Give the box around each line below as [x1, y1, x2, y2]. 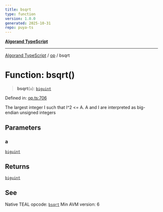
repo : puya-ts [5, 25, 34, 30]
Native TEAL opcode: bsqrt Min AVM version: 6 [5, 201, 100, 207]
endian [5, 110, 19, 116]
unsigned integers [19, 110, 56, 116]
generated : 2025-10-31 [5, 20, 51, 26]
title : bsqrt [5, 7, 32, 12]
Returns [5, 162, 30, 171]
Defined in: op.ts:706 [5, 95, 47, 101]
